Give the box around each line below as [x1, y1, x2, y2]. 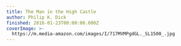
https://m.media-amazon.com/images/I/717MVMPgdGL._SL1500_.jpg [12, 31, 175, 37]
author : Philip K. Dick [6, 14, 67, 20]
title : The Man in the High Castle [6, 8, 97, 15]
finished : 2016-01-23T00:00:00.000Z [6, 20, 99, 26]
